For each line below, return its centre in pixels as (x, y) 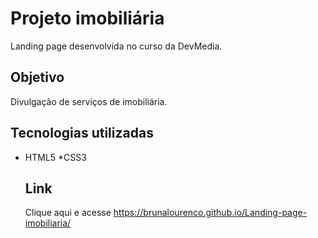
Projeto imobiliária (87, 18)
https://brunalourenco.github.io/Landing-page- (210, 213)
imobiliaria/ (48, 223)
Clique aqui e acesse (68, 213)
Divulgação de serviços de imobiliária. (89, 101)
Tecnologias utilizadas (82, 133)
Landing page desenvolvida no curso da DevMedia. (116, 46)
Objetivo (37, 77)
